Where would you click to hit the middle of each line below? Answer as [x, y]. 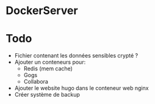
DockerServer [42, 11]
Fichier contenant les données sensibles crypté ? [76, 56]
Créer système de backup [47, 95]
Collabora [36, 82]
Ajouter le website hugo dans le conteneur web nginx [81, 88]
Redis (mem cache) [48, 69]
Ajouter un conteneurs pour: [50, 62]
